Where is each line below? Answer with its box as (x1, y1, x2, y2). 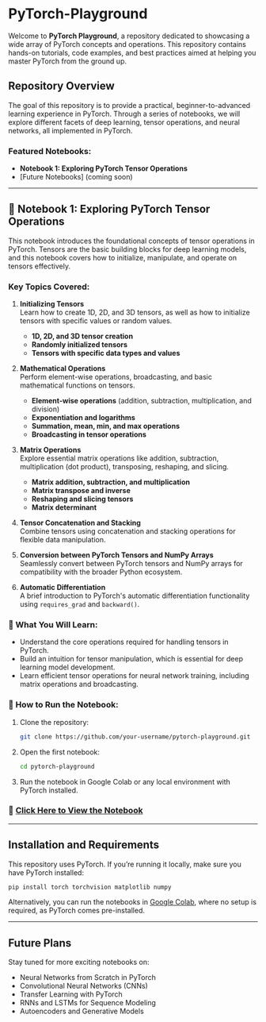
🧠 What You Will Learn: (8, 619, 98, 631)
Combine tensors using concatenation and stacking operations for (19, 526, 236, 536)
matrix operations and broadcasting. (19, 680, 139, 689)
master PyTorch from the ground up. (8, 56, 127, 66)
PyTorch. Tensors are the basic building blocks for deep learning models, (8, 244, 247, 254)
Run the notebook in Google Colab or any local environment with (19, 777, 231, 786)
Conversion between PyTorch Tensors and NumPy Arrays (19, 550, 214, 560)
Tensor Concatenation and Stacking (19, 518, 141, 528)
